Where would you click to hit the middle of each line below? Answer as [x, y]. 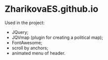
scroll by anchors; [30, 48]
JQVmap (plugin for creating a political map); [57, 37]
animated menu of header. [38, 53]
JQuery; [20, 32]
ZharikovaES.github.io [52, 9]
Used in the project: [25, 23]
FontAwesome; [27, 42]
